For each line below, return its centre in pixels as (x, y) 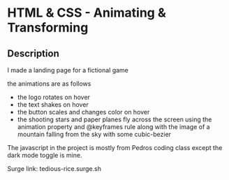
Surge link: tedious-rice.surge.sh (54, 168)
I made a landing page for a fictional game (68, 70)
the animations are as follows (49, 84)
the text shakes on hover (53, 105)
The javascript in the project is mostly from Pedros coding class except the (115, 148)
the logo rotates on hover (54, 97)
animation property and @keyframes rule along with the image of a (114, 127)
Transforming (48, 28)
